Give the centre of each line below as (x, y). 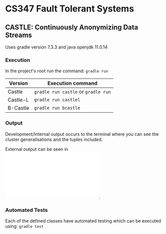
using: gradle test (24, 226)
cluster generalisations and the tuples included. (54, 139)
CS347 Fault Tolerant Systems (69, 9)
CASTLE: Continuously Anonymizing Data (72, 27)
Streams (19, 35)
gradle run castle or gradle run (72, 92)
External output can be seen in (37, 149)
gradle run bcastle (57, 108)
